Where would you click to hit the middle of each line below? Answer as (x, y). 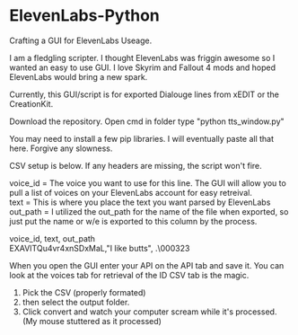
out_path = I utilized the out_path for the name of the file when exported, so (149, 211)
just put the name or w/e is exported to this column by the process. (133, 221)
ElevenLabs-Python (84, 16)
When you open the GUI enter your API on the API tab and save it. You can (147, 265)
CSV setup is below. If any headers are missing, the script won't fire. (136, 165)
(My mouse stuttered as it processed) (92, 321)
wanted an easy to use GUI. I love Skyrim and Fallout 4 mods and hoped (143, 67)
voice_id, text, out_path (53, 238)
